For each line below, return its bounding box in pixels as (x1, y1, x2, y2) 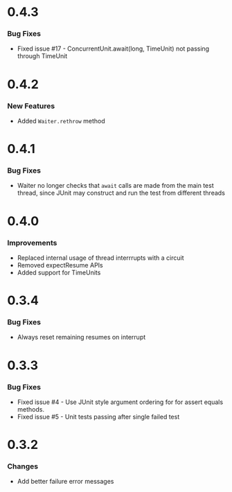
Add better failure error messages (17, 477, 114, 486)
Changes (7, 462, 39, 471)
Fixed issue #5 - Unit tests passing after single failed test (17, 412, 180, 421)
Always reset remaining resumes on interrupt (17, 333, 146, 342)
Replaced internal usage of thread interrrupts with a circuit (17, 254, 185, 262)
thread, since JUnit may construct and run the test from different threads (17, 188, 225, 197)
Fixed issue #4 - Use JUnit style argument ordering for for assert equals (17, 398, 224, 406)
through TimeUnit (17, 52, 68, 60)
